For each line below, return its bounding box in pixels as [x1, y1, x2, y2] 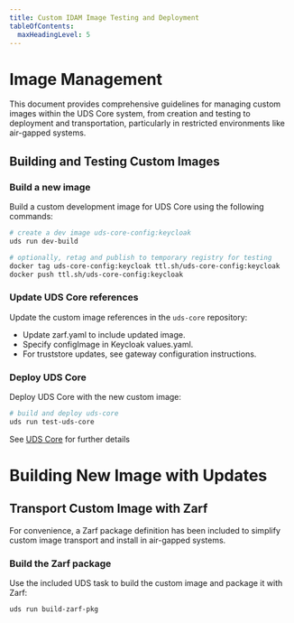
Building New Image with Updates [9, 465, 268, 486]
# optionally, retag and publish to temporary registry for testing [9, 253, 272, 262]
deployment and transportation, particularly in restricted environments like [9, 118, 286, 129]
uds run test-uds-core [9, 417, 95, 426]
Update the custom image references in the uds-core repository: [9, 311, 248, 322]
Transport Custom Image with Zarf [9, 501, 208, 516]
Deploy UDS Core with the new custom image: [9, 391, 182, 402]
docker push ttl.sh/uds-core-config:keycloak [9, 270, 183, 279]
